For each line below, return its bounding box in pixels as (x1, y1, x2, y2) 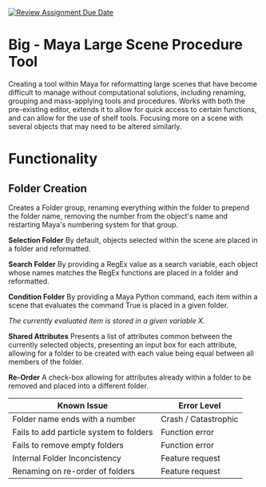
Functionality (8, 150, 98, 168)
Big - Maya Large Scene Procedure (8, 36, 244, 54)
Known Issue (57, 400, 109, 411)
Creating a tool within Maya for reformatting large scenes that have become (8, 78, 258, 88)
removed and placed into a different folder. (8, 380, 149, 390)
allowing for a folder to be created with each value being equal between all (8, 348, 254, 358)
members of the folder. (8, 356, 84, 366)
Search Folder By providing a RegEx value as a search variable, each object (8, 259, 258, 268)
